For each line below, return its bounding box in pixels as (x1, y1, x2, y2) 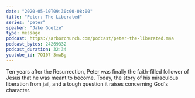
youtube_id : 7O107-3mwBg (6, 52, 67, 58)
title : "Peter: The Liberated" (6, 14, 83, 20)
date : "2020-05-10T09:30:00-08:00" (6, 8, 93, 15)
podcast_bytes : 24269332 (6, 41, 67, 47)
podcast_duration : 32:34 (6, 47, 67, 52)
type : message (6, 30, 41, 36)
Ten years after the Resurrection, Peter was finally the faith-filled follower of (6, 68, 189, 75)
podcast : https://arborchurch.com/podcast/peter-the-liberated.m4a (6, 36, 175, 41)
